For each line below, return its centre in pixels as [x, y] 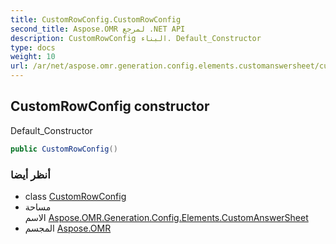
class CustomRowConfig [75, 196]
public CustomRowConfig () [64, 149]
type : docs [33, 47]
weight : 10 [33, 57]
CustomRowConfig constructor [110, 106]
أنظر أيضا [30, 174]
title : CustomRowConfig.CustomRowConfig [96, 19]
